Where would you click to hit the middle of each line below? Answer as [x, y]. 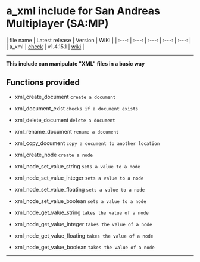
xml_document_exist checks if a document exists [76, 108]
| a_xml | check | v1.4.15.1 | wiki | [45, 47]
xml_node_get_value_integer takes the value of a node [83, 224]
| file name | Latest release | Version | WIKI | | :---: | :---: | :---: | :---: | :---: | [99, 40]
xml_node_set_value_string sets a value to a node [78, 166]
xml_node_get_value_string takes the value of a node [82, 212]
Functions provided [43, 83]
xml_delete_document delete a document [65, 120]
